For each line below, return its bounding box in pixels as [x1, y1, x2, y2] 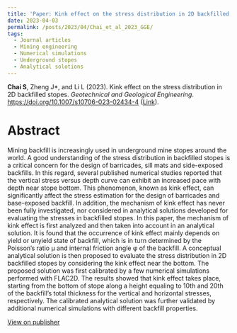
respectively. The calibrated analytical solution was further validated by [7, 296, 216, 305]
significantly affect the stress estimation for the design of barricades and [7, 191, 220, 199]
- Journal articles [13, 37, 71, 44]
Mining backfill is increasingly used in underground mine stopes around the [7, 146, 227, 154]
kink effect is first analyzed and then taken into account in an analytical [7, 221, 214, 230]
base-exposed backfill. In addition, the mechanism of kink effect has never [7, 198, 225, 207]
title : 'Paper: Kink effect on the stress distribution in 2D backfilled [7, 10, 230, 18]
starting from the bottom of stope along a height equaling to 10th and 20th [7, 281, 224, 290]
